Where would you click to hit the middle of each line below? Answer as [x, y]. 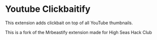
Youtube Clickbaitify [48, 9]
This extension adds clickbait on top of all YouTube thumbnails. [69, 23]
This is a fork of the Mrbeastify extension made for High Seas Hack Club [79, 32]
